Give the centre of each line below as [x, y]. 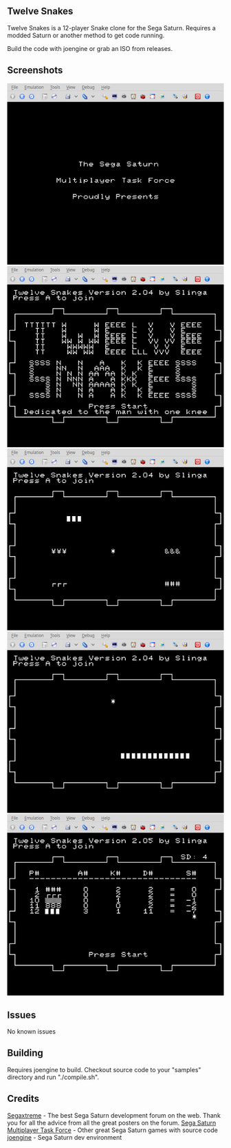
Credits [23, 1099]
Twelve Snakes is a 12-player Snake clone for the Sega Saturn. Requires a [112, 28]
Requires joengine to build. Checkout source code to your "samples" [104, 1069]
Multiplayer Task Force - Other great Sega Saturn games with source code [112, 1130]
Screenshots [35, 71]
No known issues [32, 1032]
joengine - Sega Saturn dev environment [65, 1137]
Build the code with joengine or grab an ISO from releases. [90, 48]
